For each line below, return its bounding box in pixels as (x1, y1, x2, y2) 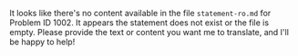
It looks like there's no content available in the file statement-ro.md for (9, 8, 272, 18)
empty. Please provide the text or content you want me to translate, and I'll (9, 27, 290, 37)
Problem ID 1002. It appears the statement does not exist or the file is (9, 17, 270, 28)
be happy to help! (9, 36, 76, 47)
